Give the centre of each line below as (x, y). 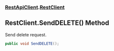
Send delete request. (26, 34)
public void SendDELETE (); (32, 43)
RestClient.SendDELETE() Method (57, 23)
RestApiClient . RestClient (35, 7)
